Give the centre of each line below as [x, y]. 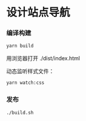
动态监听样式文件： [30, 71]
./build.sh [20, 112]
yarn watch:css [25, 83]
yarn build [20, 46]
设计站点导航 [38, 12]
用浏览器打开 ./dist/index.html [43, 58]
